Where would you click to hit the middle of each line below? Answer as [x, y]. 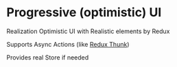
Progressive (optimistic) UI [84, 13]
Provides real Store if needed [48, 57]
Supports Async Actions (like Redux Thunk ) [68, 44]
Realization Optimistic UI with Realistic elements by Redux [88, 31]
